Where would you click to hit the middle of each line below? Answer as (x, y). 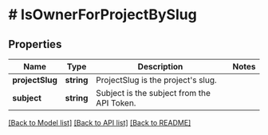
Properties (35, 44)
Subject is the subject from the (153, 93)
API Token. (116, 103)
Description (160, 67)
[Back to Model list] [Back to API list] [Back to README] (100, 123)
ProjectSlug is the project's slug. (156, 80)
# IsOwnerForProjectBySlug (102, 15)
